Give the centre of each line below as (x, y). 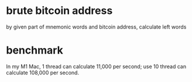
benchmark (35, 50)
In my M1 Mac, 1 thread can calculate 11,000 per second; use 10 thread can (96, 66)
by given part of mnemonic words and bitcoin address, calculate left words (96, 27)
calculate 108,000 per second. (43, 72)
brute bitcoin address (59, 11)
